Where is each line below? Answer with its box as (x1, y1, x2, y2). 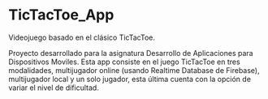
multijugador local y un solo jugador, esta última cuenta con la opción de (8, 74, 252, 84)
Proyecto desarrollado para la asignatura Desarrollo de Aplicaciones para (8, 48, 253, 58)
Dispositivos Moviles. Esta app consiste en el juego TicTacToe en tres (8, 57, 241, 67)
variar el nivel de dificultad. (8, 83, 99, 93)
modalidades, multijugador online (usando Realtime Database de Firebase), (8, 65, 260, 75)
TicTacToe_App (8, 6, 115, 24)
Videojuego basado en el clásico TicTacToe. (8, 32, 156, 42)
